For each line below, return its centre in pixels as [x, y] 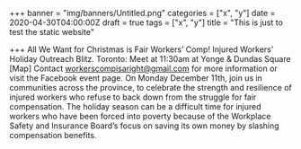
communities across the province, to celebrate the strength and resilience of [150, 88]
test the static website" [52, 32]
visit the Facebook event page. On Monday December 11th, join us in [136, 78]
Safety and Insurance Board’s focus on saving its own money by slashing [145, 126]
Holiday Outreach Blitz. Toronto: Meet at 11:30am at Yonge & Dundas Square [150, 59]
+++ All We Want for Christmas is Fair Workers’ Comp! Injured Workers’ [142, 49]
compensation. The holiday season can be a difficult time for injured [136, 106]
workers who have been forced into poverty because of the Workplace [140, 116]
